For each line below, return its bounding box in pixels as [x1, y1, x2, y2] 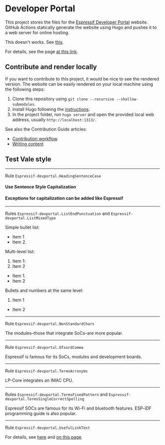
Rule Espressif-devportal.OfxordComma [5, 344, 83, 350]
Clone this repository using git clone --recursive [12, 96, 114, 102]
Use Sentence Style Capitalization [5, 184, 76, 190]
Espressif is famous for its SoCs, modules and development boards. [5, 354, 142, 360]
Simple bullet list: [5, 224, 40, 231]
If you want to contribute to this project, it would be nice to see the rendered [5, 76, 160, 81]
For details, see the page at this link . [5, 49, 79, 54]
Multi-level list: [5, 249, 35, 255]
